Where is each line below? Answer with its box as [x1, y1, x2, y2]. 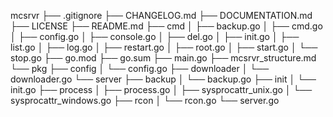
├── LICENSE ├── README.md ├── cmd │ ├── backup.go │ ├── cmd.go [10, 20, 323, 32]
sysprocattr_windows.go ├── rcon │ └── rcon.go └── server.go [10, 95, 280, 106]
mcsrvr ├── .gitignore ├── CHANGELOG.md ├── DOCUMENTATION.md [10, 10, 313, 21]
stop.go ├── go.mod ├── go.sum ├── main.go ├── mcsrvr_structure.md [10, 52, 317, 64]
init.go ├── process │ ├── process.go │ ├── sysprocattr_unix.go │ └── [10, 84, 313, 95]
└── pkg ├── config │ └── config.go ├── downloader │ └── [10, 63, 270, 74]
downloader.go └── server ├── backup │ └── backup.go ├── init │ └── [10, 73, 317, 85]
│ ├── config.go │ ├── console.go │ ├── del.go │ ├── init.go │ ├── [10, 31, 300, 42]
